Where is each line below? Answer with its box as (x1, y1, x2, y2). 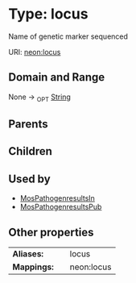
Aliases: (12, 248, 44, 259)
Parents (8, 117, 48, 131)
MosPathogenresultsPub (19, 202, 102, 212)
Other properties (8, 225, 94, 239)
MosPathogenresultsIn (19, 194, 95, 203)
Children (8, 144, 52, 158)
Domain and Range (8, 70, 105, 85)
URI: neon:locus (8, 47, 61, 56)
